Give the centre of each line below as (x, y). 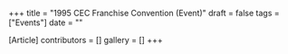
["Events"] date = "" (46, 22)
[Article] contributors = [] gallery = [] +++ (86, 40)
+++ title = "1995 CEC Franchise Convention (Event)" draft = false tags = (144, 13)
